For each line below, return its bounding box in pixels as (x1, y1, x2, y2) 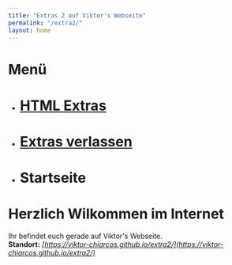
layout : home (8, 26, 51, 34)
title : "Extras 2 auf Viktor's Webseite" (8, 11, 147, 20)
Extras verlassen (19, 132, 133, 150)
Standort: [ (8, 240, 45, 249)
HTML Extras (19, 97, 107, 115)
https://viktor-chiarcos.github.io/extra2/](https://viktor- (44, 240, 223, 249)
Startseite (19, 169, 87, 187)
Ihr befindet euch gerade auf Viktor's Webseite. (8, 231, 163, 241)
